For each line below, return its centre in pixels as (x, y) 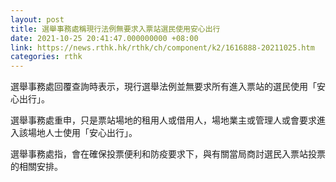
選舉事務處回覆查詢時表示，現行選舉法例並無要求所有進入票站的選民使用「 (163, 87)
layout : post (37, 19)
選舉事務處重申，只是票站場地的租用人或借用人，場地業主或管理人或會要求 (163, 120)
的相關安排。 (36, 167)
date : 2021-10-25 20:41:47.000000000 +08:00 (104, 38)
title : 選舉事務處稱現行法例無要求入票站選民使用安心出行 (115, 29)
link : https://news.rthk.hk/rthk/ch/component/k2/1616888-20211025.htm (162, 47)
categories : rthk (46, 57)
